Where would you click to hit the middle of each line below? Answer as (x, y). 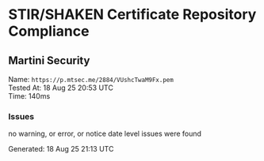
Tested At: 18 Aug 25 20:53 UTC (61, 88)
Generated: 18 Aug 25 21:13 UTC (61, 149)
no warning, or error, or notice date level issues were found (105, 134)
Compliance (49, 31)
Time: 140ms (29, 96)
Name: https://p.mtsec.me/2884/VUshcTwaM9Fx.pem (91, 79)
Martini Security (49, 60)
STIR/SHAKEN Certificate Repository (132, 15)
